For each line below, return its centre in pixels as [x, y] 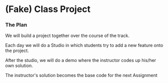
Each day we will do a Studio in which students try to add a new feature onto [84, 45]
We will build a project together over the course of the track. [67, 35]
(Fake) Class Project [48, 9]
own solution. [19, 65]
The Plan [16, 25]
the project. [17, 50]
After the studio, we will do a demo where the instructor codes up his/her [81, 60]
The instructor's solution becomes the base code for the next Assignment [81, 75]
